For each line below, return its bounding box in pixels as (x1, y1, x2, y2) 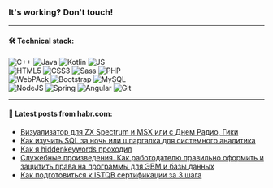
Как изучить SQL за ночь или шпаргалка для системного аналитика (19, 135, 256, 145)
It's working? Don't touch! (8, 6, 114, 18)
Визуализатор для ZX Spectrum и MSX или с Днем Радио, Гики (19, 126, 239, 136)
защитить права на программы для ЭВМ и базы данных (19, 161, 215, 171)
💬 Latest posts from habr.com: (8, 109, 113, 119)
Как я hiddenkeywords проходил (19, 144, 132, 154)
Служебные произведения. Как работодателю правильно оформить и (19, 152, 264, 162)
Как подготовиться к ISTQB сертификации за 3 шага (19, 169, 202, 180)
